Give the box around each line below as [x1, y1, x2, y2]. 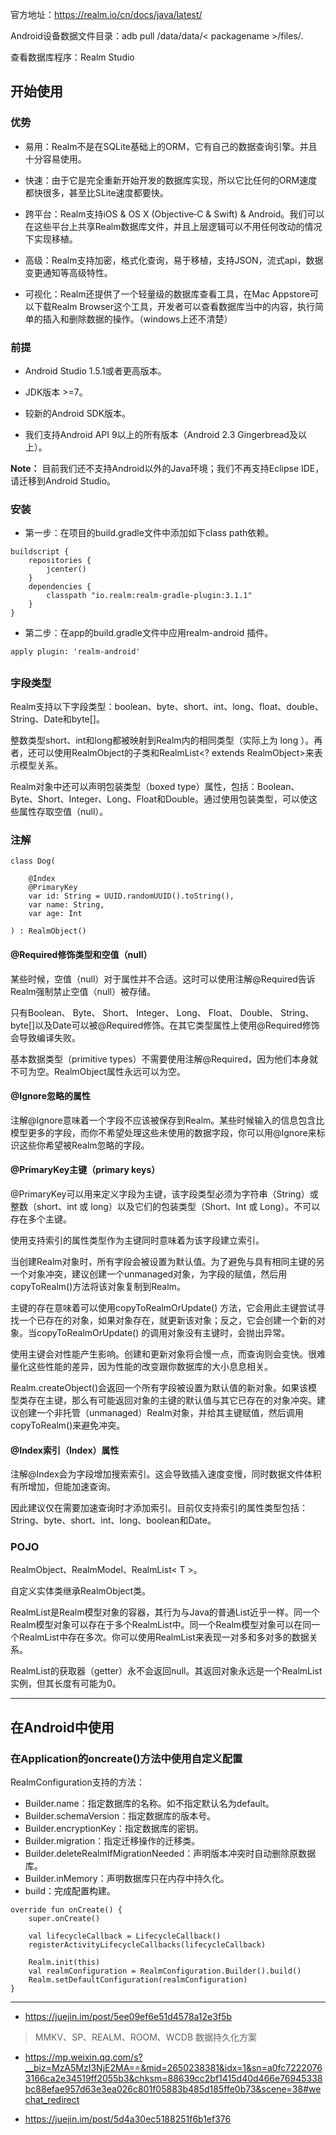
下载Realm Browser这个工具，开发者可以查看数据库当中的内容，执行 [33, 300, 315, 312]
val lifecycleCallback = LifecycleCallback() [28, 1931, 222, 1942]
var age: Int [28, 909, 83, 919]
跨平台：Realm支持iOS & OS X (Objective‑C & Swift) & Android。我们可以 [24, 208, 325, 220]
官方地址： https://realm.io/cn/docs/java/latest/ [10, 9, 203, 20]
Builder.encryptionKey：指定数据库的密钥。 [24, 1823, 204, 1835]
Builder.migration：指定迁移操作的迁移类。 [24, 1835, 201, 1847]
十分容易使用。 [24, 153, 87, 165]
